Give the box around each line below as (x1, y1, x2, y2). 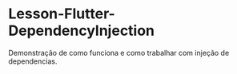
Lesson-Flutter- (8, 5, 116, 23)
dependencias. (8, 56, 58, 66)
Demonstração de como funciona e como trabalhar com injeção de (8, 48, 230, 57)
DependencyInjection (8, 21, 155, 40)
